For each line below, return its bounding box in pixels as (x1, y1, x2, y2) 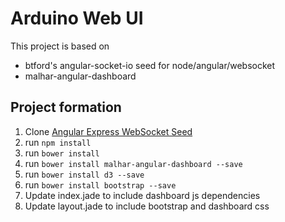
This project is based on (10, 40, 110, 52)
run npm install (24, 136, 92, 148)
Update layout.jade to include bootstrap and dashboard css (24, 200, 270, 212)
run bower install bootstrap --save (24, 178, 177, 191)
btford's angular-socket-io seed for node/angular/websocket (24, 59, 276, 71)
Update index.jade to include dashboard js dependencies (24, 189, 261, 201)
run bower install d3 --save (24, 168, 145, 180)
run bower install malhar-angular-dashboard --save (24, 157, 243, 169)
